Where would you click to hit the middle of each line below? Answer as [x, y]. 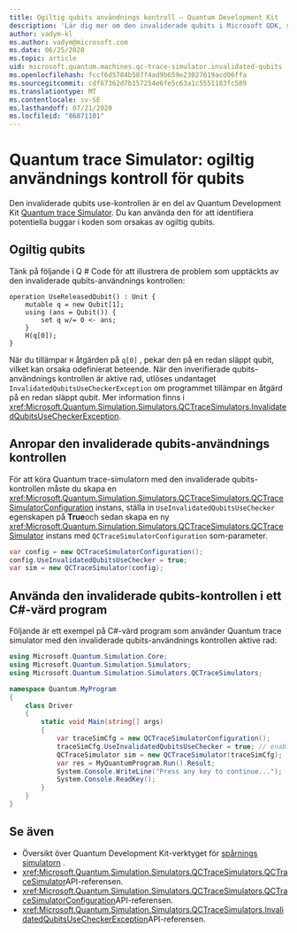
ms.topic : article [43, 58]
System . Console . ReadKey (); [106, 780]
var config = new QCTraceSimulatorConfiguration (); [106, 551]
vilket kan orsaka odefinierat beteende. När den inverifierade [120, 369]
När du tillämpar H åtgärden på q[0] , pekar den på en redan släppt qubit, [141, 359]
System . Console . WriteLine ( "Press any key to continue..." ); [169, 771]
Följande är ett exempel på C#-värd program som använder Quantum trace [145, 631]
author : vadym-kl [41, 34]
